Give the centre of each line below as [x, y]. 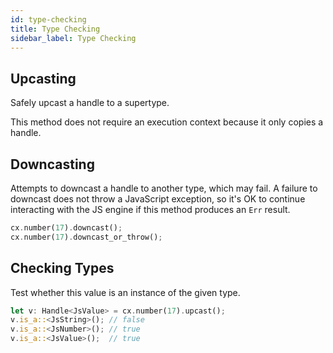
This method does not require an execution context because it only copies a [167, 122]
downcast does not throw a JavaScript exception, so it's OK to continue [158, 199]
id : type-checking [48, 19]
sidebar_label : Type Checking [73, 38]
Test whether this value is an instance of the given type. [125, 292]
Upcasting [43, 78]
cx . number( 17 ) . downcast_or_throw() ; [86, 237]
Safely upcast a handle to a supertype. [90, 103]
